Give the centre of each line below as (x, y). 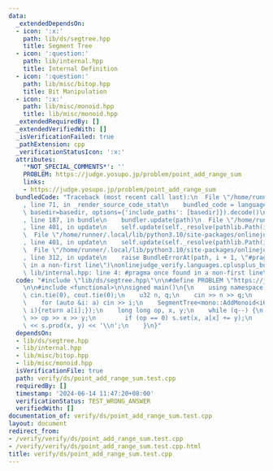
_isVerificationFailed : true (65, 136)
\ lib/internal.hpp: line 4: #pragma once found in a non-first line (143, 273)
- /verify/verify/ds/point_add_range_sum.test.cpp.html (105, 446)
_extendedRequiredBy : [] (58, 122)
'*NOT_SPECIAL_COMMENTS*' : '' (74, 167)
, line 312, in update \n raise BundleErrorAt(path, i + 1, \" (136, 257)
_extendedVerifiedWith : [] (61, 129)
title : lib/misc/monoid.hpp (70, 115)
